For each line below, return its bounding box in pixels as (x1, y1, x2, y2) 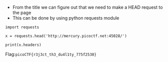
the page (12, 10, 32, 16)
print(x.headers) (5, 42, 42, 47)
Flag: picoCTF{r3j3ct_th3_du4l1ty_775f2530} (5, 51, 97, 57)
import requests (5, 25, 39, 30)
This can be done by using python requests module (12, 15, 120, 21)
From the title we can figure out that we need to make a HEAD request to (12, 5, 163, 10)
